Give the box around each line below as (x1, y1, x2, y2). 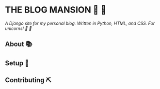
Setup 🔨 (5, 59, 30, 67)
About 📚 (5, 40, 32, 48)
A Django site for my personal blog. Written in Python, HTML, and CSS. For (5, 20, 155, 26)
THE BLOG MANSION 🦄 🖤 (5, 4, 107, 15)
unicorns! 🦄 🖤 (5, 25, 32, 31)
